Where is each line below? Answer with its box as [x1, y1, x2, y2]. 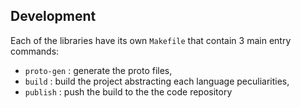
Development [10, 8, 97, 25]
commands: [10, 45, 60, 57]
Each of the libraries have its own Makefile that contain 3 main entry [10, 34, 292, 46]
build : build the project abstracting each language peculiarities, [24, 75, 290, 87]
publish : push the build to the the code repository [24, 85, 233, 98]
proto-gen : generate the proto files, [24, 64, 173, 76]
